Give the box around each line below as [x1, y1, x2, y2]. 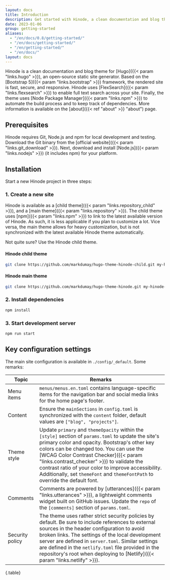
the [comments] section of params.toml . [39, 504, 131, 511]
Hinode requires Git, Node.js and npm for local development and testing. [5, 134, 156, 140]
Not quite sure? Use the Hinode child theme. [5, 239, 98, 245]
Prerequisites [5, 120, 49, 129]
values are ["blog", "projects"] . [39, 418, 119, 425]
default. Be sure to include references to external [39, 518, 156, 525]
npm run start [5, 331, 35, 336]
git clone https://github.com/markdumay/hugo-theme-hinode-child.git [5, 262, 155, 267]
